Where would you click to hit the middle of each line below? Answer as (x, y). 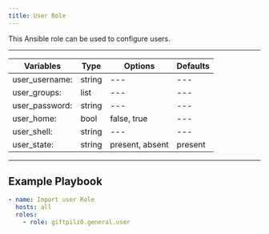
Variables (42, 66)
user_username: (43, 79)
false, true (129, 119)
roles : (26, 215)
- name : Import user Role (51, 200)
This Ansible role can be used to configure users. (89, 38)
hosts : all (34, 208)
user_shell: (32, 131)
